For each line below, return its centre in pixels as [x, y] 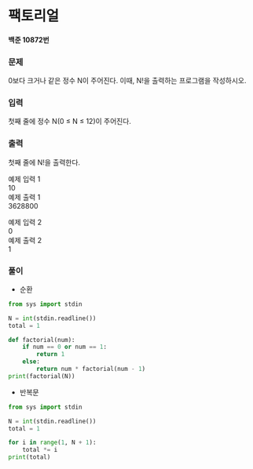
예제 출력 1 [24, 197]
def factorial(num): [42, 340]
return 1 [51, 354]
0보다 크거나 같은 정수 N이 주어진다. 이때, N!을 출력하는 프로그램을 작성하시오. [127, 81]
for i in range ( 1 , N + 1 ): [52, 443]
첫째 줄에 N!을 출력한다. [44, 162]
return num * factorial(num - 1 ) [91, 369]
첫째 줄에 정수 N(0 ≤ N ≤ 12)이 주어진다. [70, 122]
